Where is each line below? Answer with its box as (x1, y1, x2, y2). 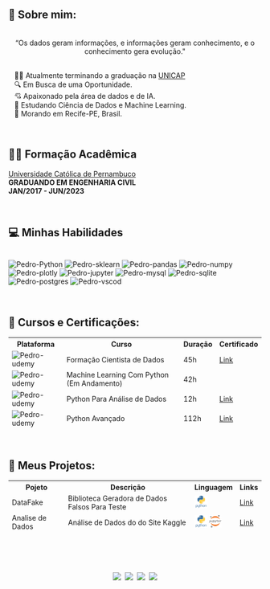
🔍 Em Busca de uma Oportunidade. (14, 80, 133, 89)
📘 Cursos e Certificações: (8, 315, 140, 329)
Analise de (11, 513, 47, 523)
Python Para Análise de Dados (66, 395, 167, 403)
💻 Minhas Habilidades (8, 226, 123, 239)
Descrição (110, 482, 146, 492)
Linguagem (194, 482, 233, 492)
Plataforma (16, 339, 55, 349)
